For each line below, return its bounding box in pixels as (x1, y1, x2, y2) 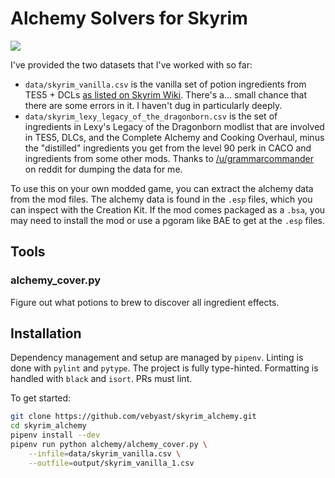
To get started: (10, 392, 72, 404)
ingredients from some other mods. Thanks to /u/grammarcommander (24, 152, 314, 164)
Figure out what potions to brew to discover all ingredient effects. (10, 296, 280, 308)
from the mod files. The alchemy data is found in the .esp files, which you (10, 193, 313, 205)
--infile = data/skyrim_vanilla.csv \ (28, 448, 182, 459)
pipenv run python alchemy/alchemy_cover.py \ (10, 440, 208, 450)
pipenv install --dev (10, 430, 101, 441)
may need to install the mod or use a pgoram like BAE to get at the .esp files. (10, 214, 326, 226)
